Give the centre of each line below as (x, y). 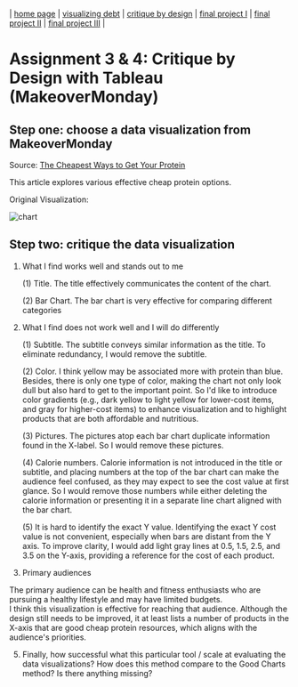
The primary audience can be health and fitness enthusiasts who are (135, 590)
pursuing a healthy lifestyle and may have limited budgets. (116, 599)
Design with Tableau (86, 78)
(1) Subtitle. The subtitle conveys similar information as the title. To (144, 344)
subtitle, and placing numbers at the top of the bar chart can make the (150, 472)
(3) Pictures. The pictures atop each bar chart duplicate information (146, 435)
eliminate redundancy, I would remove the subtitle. (114, 354)
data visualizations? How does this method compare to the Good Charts (154, 664)
